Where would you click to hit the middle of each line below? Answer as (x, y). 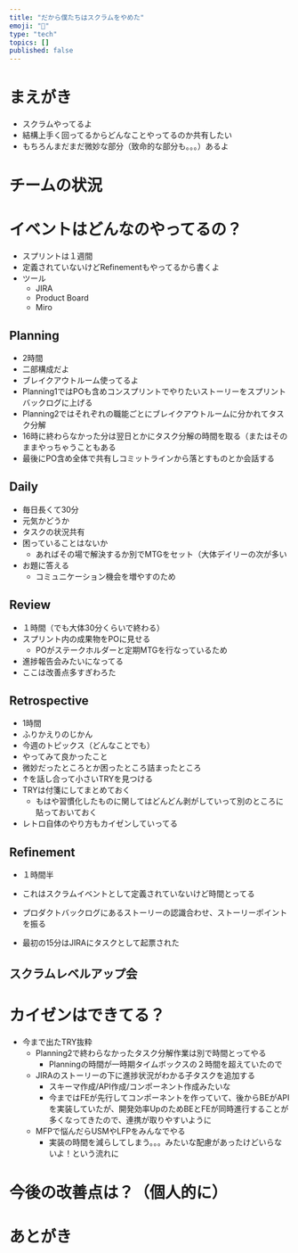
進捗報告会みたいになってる (73, 661)
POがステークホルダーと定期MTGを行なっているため (132, 650)
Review (30, 605)
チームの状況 (56, 186)
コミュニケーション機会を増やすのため (105, 576)
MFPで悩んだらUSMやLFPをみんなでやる (110, 1131)
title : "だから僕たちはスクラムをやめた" (77, 17)
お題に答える (45, 565)
